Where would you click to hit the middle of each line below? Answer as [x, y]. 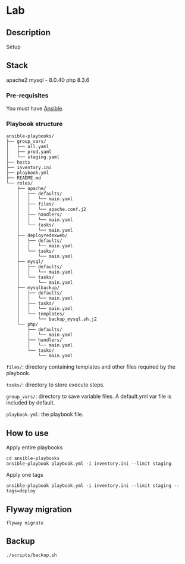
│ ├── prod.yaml [29, 152]
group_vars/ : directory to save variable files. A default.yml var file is [89, 396]
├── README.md [24, 178]
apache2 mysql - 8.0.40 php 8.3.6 [48, 80]
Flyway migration [39, 509]
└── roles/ [20, 183]
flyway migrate [25, 523]
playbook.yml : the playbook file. [45, 414]
